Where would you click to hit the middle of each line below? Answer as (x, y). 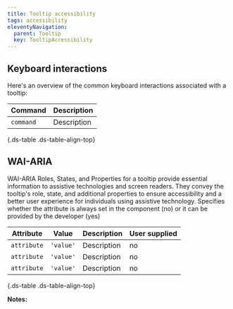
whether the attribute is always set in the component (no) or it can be (108, 208)
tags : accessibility (38, 20)
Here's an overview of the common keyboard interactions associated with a (117, 85)
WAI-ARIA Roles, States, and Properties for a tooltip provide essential (107, 178)
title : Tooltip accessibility (52, 14)
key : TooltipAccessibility (53, 40)
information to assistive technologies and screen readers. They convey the (115, 186)
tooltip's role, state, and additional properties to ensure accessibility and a (114, 194)
